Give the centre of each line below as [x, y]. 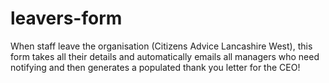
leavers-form [66, 18]
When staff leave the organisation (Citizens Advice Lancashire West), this [161, 46]
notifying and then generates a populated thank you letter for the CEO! [155, 67]
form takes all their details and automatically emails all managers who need [165, 56]
